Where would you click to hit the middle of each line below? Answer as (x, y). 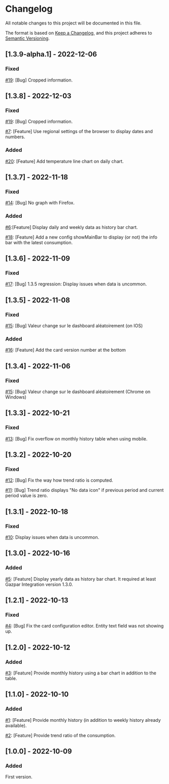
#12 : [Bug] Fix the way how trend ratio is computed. (59, 480)
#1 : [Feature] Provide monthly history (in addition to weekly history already (83, 720)
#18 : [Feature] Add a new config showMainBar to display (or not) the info (81, 237)
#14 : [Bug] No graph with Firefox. (40, 203)
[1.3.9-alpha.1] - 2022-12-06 (51, 54)
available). (16, 725)
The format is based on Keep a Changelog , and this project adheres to (79, 33)
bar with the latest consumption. (39, 242)
